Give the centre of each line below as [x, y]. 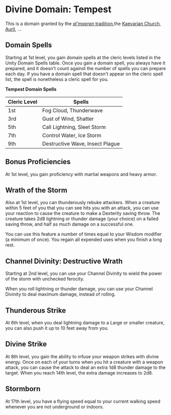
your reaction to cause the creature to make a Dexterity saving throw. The [83, 213]
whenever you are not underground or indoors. [55, 407]
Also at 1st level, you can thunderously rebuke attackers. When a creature [83, 203]
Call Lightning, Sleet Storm [74, 127]
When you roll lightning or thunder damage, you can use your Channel [79, 289]
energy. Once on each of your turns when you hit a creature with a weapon [84, 362]
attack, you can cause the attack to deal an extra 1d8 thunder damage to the [86, 367]
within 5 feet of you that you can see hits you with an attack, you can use [82, 208]
